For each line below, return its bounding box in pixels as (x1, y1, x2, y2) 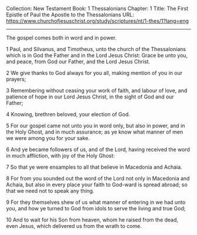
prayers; (6, 76, 26, 83)
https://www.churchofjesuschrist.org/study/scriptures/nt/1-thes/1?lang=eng (6, 18, 189, 24)
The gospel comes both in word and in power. (6, 35, 117, 41)
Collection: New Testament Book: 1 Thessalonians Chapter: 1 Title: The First (6, 5, 189, 12)
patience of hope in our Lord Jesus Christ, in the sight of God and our (6, 93, 174, 100)
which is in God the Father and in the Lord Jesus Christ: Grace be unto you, (6, 52, 188, 59)
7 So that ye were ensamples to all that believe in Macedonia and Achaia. (6, 164, 183, 171)
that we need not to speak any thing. (6, 188, 95, 194)
